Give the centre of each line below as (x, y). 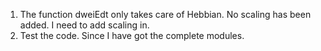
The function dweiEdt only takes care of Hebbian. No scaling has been (165, 14)
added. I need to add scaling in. (84, 25)
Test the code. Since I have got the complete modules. (132, 35)
